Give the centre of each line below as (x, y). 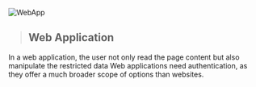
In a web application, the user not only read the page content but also (124, 57)
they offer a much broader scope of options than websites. (106, 74)
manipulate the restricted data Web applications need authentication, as (128, 65)
